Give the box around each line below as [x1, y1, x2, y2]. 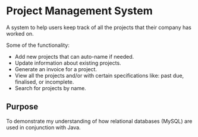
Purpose [6, 102, 39, 112]
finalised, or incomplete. [14, 78, 74, 85]
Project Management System [6, 4, 153, 18]
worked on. [6, 30, 34, 37]
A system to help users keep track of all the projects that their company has [6, 24, 191, 31]
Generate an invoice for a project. [14, 65, 97, 72]
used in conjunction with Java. [6, 123, 81, 131]
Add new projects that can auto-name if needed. [14, 53, 134, 60]
